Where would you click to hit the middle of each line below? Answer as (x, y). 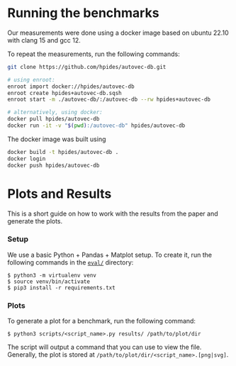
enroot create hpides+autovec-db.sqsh (64, 93)
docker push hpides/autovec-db (54, 165)
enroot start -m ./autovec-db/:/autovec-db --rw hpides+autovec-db (109, 100)
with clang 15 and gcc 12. (44, 40)
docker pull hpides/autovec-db (54, 119)
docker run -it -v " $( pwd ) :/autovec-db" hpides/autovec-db (96, 126)
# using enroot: (31, 79)
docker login (27, 159)
